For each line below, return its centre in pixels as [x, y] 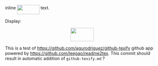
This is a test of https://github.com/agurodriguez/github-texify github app [79, 48]
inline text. [27, 8]
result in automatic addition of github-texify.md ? [55, 59]
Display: [13, 21]
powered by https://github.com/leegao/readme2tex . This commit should [78, 53]
